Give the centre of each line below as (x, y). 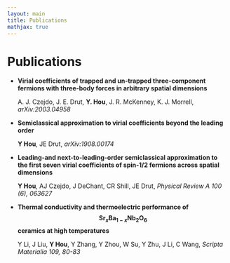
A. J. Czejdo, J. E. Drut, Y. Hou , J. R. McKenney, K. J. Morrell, (106, 102)
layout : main (26, 14)
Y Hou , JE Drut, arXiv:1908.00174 (66, 144)
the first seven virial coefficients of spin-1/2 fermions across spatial (118, 165)
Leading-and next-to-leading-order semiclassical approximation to (117, 158)
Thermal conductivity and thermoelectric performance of (103, 207)
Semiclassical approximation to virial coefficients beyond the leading (120, 123)
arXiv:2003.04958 (44, 109)
